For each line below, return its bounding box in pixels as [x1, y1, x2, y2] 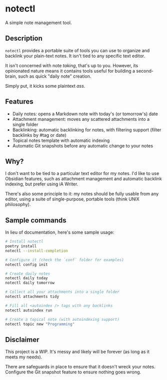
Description [5, 34, 42, 43]
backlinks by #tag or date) [12, 132, 66, 138]
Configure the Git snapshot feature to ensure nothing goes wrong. [5, 369, 141, 375]
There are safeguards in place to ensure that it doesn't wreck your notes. [5, 364, 156, 370]
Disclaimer [5, 335, 39, 344]
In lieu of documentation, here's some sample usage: [5, 229, 114, 236]
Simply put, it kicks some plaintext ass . [5, 83, 85, 89]
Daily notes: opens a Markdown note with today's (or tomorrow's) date [12, 111, 158, 117]
